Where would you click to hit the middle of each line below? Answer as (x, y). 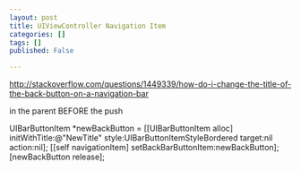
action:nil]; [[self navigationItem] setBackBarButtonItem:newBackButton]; (144, 148)
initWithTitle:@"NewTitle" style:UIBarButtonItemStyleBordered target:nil (141, 138)
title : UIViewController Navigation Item (88, 26)
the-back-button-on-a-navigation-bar (79, 94)
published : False (42, 51)
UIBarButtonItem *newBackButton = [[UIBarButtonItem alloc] (121, 128)
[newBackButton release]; (57, 157)
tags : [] (26, 43)
